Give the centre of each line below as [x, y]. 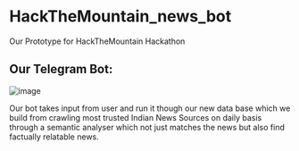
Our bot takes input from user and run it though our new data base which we [150, 108]
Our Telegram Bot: [61, 69]
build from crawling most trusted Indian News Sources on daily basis [136, 117]
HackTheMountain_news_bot [120, 17]
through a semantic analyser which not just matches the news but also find [147, 127]
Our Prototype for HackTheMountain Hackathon [97, 41]
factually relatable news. [54, 137]
